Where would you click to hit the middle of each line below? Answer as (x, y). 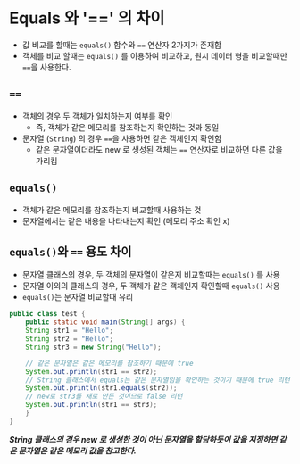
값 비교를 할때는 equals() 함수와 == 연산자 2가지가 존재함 (122, 45)
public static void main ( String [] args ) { (105, 322)
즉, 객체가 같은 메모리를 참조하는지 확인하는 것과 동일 (127, 127)
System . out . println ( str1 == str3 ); (92, 405)
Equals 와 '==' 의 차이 (87, 18)
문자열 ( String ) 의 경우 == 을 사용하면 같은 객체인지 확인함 (122, 138)
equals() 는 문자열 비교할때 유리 (78, 297)
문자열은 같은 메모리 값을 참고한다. (77, 451)
